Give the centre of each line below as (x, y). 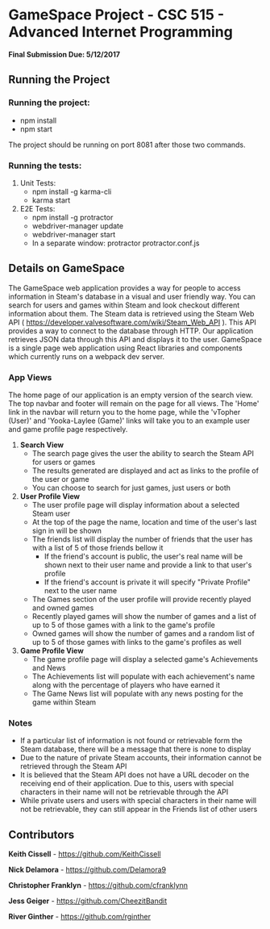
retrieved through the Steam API (73, 766)
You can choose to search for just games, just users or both (131, 488)
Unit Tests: (38, 182)
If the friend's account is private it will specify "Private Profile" (147, 582)
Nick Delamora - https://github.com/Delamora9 (87, 870)
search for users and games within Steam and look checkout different (124, 305)
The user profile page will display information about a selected (136, 505)
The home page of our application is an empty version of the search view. (131, 395)
